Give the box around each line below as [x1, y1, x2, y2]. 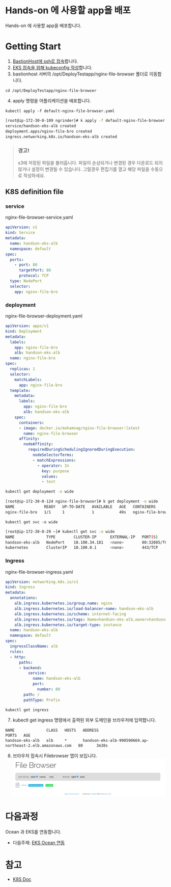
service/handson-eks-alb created [5, 123, 76, 128]
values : [41, 474, 58, 479]
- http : [10, 654, 26, 660]
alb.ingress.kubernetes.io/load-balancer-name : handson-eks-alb [14, 606, 154, 611]
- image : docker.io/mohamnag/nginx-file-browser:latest [18, 425, 140, 431]
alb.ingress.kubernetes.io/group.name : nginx [14, 601, 113, 606]
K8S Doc [12, 876, 32, 882]
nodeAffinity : [23, 442, 53, 447]
